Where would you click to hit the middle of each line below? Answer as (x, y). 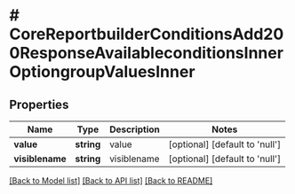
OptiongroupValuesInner (102, 72)
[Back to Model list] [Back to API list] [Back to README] (111, 181)
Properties (39, 104)
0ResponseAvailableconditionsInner (147, 53)
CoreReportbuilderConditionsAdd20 (147, 34)
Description (135, 129)
